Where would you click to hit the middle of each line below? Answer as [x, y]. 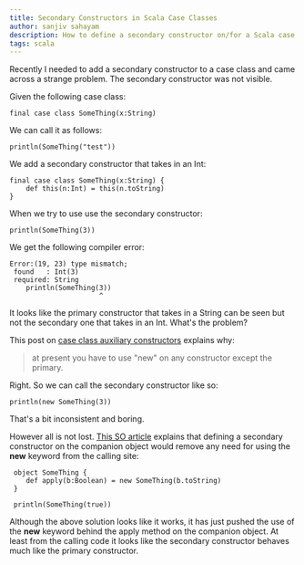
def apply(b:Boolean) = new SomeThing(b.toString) [124, 481]
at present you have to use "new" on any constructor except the [152, 358]
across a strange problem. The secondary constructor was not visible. [141, 79]
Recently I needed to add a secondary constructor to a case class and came [152, 69]
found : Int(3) [46, 272]
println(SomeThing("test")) [63, 147]
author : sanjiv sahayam [55, 26]
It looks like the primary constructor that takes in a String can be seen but [147, 313]
